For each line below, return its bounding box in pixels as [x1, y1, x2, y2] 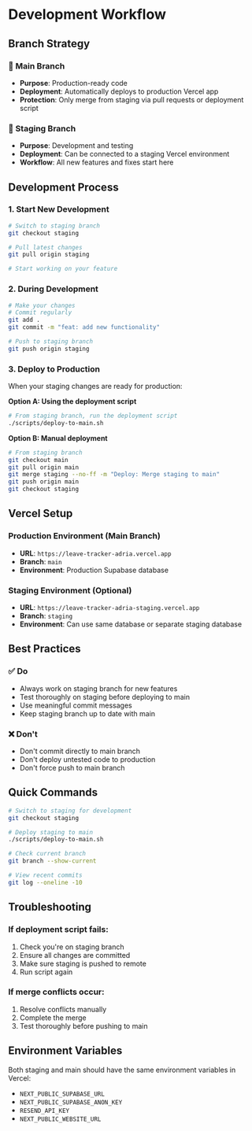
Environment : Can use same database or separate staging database [19, 619, 243, 629]
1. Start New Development [8, 204, 109, 215]
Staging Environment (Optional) [8, 585, 132, 596]
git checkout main [8, 456, 69, 464]
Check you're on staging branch [19, 942, 124, 952]
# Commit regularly [8, 309, 72, 316]
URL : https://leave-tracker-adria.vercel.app [19, 549, 172, 558]
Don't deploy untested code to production [19, 755, 156, 764]
